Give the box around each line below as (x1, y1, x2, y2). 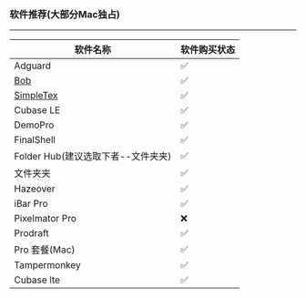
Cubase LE (14, 104, 61, 117)
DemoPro (14, 118, 55, 131)
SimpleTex (14, 89, 58, 102)
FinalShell (14, 134, 56, 147)
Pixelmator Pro (14, 212, 77, 225)
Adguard (14, 59, 52, 72)
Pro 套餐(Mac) (14, 243, 76, 256)
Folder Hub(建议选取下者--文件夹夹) (14, 150, 172, 163)
